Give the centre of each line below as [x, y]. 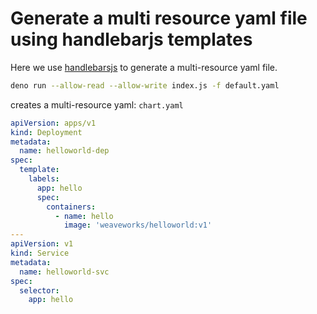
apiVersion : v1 [42, 244]
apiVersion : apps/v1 [53, 123]
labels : [44, 179]
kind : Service [40, 253]
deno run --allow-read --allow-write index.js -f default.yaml [145, 85]
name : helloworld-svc [64, 272]
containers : [71, 207]
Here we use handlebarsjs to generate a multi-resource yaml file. [144, 67]
